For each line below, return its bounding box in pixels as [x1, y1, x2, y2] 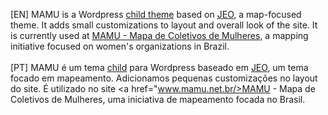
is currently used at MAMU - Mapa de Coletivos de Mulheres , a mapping [10, 30, 309, 41]
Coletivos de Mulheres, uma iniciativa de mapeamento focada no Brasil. [10, 94, 306, 105]
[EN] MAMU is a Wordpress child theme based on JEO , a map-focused [10, 9, 302, 20]
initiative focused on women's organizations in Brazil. [10, 40, 230, 52]
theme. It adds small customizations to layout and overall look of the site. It [10, 19, 318, 31]
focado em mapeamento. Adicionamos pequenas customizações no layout [10, 72, 318, 84]
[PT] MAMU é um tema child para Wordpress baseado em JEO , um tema [10, 62, 309, 73]
